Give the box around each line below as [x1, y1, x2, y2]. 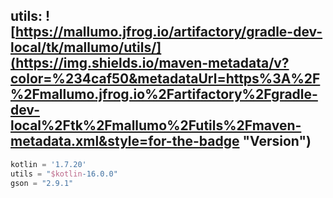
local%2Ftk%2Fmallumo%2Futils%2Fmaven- [10, 117, 302, 134]
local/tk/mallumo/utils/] [10, 39, 162, 56]
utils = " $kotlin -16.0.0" [10, 169, 118, 179]
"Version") [242, 133, 312, 150]
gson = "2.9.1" [10, 178, 74, 188]
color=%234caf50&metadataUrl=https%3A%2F [10, 70, 321, 88]
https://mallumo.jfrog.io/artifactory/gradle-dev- [14, 24, 323, 41]
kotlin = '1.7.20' [10, 159, 87, 169]
